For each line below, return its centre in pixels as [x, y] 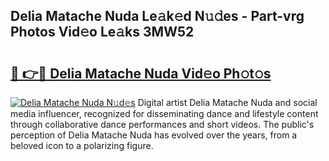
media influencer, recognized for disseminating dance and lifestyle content [164, 113]
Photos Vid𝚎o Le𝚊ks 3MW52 [102, 32]
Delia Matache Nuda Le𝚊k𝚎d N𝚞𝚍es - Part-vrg [157, 16]
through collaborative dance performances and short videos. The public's [162, 124]
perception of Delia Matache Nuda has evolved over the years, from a [154, 135]
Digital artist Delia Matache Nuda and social [227, 102]
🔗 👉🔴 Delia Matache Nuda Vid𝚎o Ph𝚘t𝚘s [141, 73]
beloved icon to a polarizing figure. [82, 145]
